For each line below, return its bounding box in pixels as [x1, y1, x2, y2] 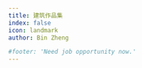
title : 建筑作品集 [8, 11, 63, 20]
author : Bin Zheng [8, 33, 69, 42]
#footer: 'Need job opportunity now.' [8, 48, 136, 56]
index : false [8, 19, 52, 27]
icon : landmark [8, 26, 59, 34]
